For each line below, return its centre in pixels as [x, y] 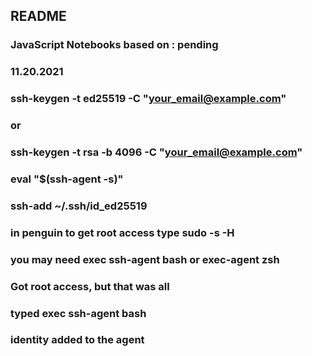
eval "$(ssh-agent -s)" [67, 179]
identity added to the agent [77, 340]
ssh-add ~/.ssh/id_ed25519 [79, 206]
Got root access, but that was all [90, 286]
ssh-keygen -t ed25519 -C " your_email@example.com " [148, 99]
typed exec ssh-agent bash [78, 313]
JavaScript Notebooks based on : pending [114, 45]
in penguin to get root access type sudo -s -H [122, 232]
